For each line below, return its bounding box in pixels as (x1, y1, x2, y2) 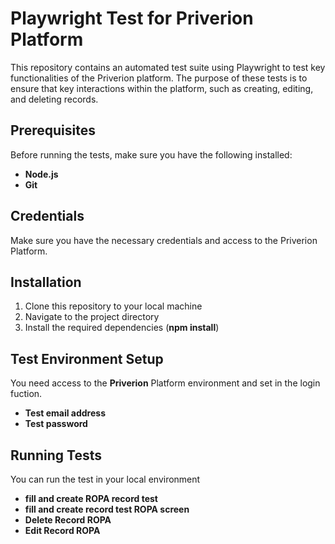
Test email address (24, 407, 106, 419)
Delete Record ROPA (24, 514, 112, 526)
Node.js (24, 168, 59, 180)
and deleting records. (10, 93, 99, 105)
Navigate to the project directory (24, 311, 160, 323)
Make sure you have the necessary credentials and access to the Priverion (10, 234, 318, 246)
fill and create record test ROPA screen (24, 503, 190, 515)
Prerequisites (10, 122, 96, 139)
